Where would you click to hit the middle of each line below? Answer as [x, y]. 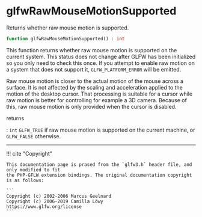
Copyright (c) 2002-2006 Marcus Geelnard [59, 196]
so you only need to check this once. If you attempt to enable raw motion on [101, 63]
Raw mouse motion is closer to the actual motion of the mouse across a [95, 81]
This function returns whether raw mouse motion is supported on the [92, 50]
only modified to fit [33, 170]
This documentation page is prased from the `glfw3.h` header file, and [99, 164]
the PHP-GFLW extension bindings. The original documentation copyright [99, 175]
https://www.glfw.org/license [44, 206]
